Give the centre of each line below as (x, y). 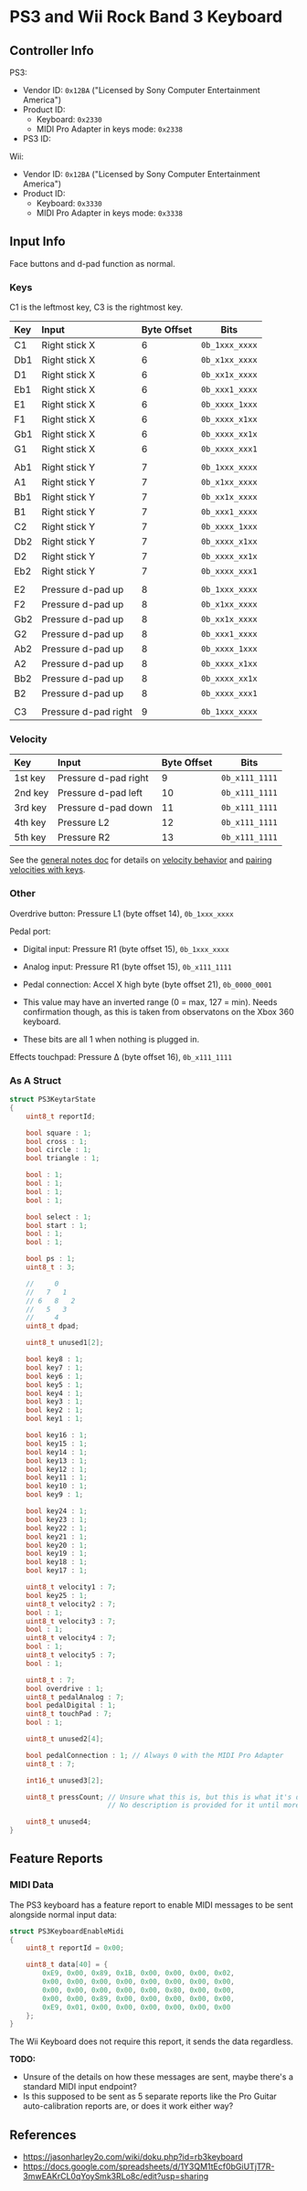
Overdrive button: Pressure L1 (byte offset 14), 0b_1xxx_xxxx (122, 913)
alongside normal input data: (63, 1914)
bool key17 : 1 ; (57, 1571)
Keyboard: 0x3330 (69, 203)
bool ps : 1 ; (51, 1259)
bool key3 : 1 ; (55, 1402)
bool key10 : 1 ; (57, 1487)
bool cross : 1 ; (57, 1141)
